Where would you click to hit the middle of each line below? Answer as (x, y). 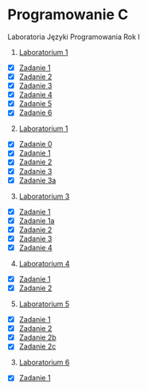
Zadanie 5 (35, 104)
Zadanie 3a (37, 180)
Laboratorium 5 (44, 304)
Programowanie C (68, 15)
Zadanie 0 (35, 144)
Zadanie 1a (37, 220)
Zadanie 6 (35, 112)
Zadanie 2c (37, 347)
